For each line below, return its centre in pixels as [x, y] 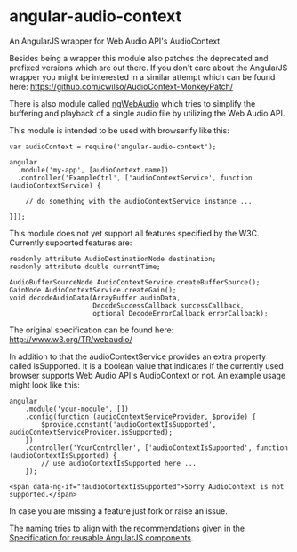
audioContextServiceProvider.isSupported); [91, 432]
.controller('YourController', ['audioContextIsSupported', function [157, 448]
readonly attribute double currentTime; [85, 267]
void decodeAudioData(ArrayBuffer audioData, [95, 298]
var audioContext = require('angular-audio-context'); [113, 147]
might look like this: [44, 385]
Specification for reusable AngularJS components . [101, 537]
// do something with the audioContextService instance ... [139, 201]
